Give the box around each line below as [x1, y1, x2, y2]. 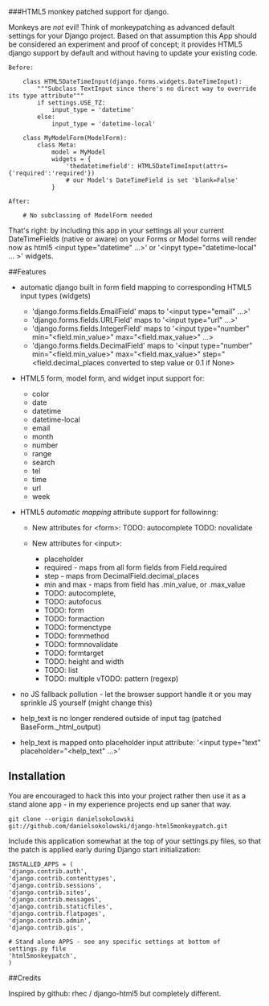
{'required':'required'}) [8, 169, 95, 177]
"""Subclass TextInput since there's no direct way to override [37, 85, 257, 93]
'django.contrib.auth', [8, 867, 88, 876]
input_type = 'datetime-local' [51, 120, 157, 128]
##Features [8, 267, 47, 276]
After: [8, 197, 31, 205]
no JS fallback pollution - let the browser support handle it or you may [19, 690, 252, 699]
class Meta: [37, 141, 78, 149]
